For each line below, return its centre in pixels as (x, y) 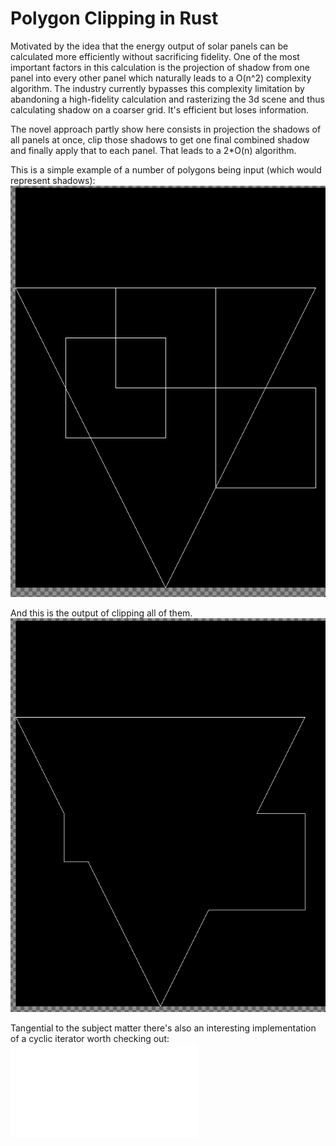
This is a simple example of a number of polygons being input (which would (166, 169)
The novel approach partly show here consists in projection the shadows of (166, 129)
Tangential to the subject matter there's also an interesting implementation (163, 1028)
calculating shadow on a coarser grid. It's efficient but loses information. (159, 109)
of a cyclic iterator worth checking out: (90, 1038)
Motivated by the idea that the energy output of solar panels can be (149, 46)
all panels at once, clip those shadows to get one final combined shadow (160, 139)
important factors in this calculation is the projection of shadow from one (160, 67)
